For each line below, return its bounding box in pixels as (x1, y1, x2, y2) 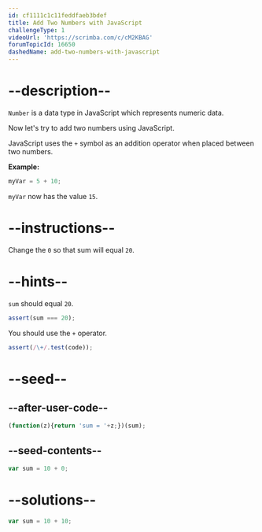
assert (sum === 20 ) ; (8, 314, 76, 322)
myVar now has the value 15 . (8, 191, 98, 201)
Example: (8, 162, 40, 172)
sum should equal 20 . (8, 298, 74, 308)
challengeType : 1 (8, 26, 65, 34)
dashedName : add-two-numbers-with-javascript (8, 48, 160, 56)
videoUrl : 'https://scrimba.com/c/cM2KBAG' (8, 33, 153, 42)
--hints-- (8, 272, 68, 290)
